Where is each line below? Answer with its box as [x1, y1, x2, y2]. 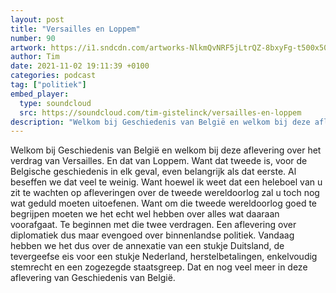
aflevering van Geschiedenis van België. [10, 272, 176, 284]
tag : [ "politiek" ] [10, 80, 87, 90]
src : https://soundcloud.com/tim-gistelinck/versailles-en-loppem [19, 107, 302, 118]
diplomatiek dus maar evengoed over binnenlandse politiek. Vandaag [10, 229, 295, 241]
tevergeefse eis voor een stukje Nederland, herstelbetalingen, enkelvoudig [10, 251, 318, 263]
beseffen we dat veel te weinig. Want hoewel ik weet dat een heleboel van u [10, 176, 323, 188]
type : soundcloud [19, 98, 92, 108]
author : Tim [10, 52, 60, 62]
